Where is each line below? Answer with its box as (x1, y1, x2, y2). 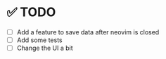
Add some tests (16, 36, 63, 44)
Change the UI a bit (16, 44, 73, 53)
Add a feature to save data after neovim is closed (16, 27, 160, 36)
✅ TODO (6, 4, 56, 20)
